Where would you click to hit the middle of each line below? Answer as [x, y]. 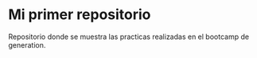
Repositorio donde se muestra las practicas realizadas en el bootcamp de [128, 37]
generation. [27, 44]
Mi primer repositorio [80, 15]
